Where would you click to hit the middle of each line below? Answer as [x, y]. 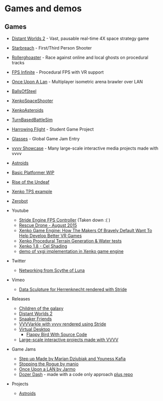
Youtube [20, 211]
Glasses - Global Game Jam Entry [46, 139]
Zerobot [20, 201]
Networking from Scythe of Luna [52, 270]
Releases [21, 299]
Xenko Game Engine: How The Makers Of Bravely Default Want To [85, 230]
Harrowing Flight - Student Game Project [52, 129]
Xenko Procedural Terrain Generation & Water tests [70, 241]
